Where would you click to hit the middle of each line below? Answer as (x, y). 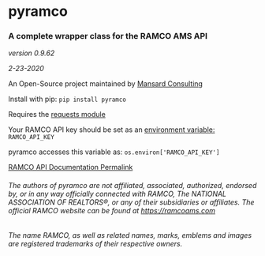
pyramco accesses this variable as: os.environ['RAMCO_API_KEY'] (114, 152)
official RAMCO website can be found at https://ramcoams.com (112, 211)
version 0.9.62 (32, 53)
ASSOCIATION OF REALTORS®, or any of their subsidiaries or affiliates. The (131, 202)
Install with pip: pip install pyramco (67, 99)
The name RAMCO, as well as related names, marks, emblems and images (130, 235)
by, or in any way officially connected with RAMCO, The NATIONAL (118, 194)
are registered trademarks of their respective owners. (95, 243)
